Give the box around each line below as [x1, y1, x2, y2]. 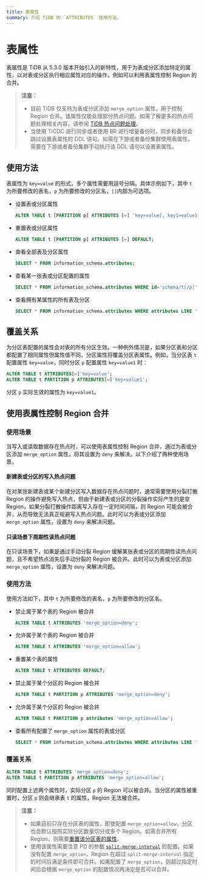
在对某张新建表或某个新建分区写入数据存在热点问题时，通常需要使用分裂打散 [6, 488, 198, 495]
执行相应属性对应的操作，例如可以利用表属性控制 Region [48, 71, 190, 79]
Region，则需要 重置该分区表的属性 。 [30, 835, 123, 843]
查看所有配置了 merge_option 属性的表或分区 [15, 727, 126, 734]
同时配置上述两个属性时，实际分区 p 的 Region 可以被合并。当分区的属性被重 [6, 786, 197, 794]
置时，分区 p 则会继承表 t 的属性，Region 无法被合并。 [6, 794, 143, 801]
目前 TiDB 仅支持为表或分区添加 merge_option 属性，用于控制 [30, 105, 182, 113]
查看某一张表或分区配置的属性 [15, 272, 90, 279]
